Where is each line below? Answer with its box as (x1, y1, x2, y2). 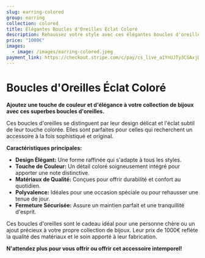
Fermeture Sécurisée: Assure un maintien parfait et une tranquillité (15, 201, 185, 208)
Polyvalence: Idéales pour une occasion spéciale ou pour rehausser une (15, 188, 198, 196)
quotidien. (15, 182, 41, 190)
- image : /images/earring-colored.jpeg (12, 49, 113, 55)
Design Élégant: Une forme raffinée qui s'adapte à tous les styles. (15, 156, 182, 163)
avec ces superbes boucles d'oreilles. (6, 108, 105, 115)
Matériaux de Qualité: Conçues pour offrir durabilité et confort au (15, 175, 181, 183)
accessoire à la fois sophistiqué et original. (6, 132, 114, 139)
